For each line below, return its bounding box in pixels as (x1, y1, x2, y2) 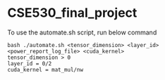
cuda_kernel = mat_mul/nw (7, 66, 83, 73)
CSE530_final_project (7, 5, 137, 21)
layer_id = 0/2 (7, 60, 52, 67)
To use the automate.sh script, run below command (7, 28, 157, 36)
